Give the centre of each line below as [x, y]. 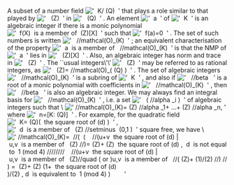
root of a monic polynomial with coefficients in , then [117, 85]
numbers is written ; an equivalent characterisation [115, 40]
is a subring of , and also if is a [151, 77]
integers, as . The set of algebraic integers [114, 70]
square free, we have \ [172, 129]
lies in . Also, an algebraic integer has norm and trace [125, 55]
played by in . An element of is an [108, 18]
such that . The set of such [161, 33]
